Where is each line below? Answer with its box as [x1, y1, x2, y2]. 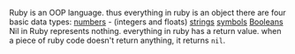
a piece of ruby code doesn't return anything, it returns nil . [9, 35, 226, 45]
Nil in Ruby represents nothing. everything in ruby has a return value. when [9, 26, 282, 36]
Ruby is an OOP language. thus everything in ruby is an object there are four [9, 8, 287, 17]
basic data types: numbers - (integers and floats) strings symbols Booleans [9, 17, 284, 27]
